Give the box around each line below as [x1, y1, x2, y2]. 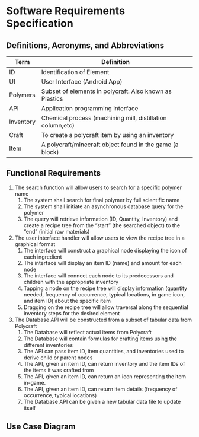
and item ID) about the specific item [23, 297, 111, 304]
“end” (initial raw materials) [23, 228, 90, 235]
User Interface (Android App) [41, 78, 123, 85]
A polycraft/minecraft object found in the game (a [41, 141, 179, 149]
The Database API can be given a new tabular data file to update [23, 398, 181, 405]
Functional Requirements [6, 168, 101, 178]
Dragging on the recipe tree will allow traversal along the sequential [23, 304, 188, 311]
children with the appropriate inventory [23, 278, 119, 285]
